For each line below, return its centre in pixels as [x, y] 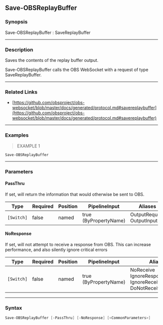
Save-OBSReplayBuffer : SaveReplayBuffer [48, 32]
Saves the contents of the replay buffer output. [52, 60]
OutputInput [144, 220]
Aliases [147, 206]
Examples [17, 135]
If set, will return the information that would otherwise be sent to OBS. [75, 194]
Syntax [14, 307]
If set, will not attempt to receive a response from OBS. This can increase [78, 244]
